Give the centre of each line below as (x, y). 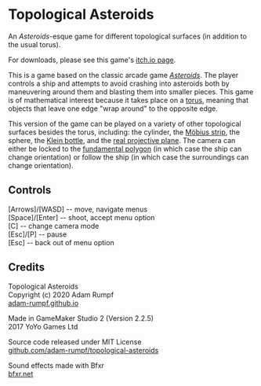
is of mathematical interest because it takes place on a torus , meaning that (129, 100)
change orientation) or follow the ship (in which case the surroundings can (129, 157)
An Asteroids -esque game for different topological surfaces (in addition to (127, 36)
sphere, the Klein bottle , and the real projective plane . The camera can (122, 140)
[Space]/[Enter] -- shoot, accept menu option (82, 217)
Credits (27, 268)
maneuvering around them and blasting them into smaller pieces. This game (131, 91)
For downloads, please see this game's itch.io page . (92, 60)
